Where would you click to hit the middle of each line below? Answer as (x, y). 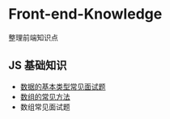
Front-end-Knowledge (85, 14)
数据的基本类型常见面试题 (63, 87)
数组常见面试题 (45, 107)
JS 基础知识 (38, 66)
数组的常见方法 (45, 96)
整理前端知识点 (33, 37)
